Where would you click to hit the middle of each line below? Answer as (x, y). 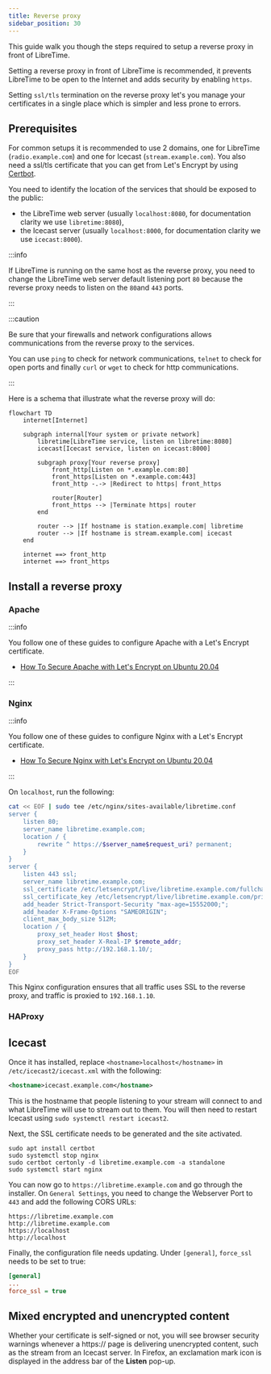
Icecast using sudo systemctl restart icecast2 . (89, 1118)
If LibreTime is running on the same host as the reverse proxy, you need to (132, 270)
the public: (26, 198)
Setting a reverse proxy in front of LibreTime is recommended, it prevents (130, 70)
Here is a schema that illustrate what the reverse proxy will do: (112, 399)
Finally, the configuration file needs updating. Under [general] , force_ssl (130, 1253)
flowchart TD (30, 413)
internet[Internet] (56, 420)
